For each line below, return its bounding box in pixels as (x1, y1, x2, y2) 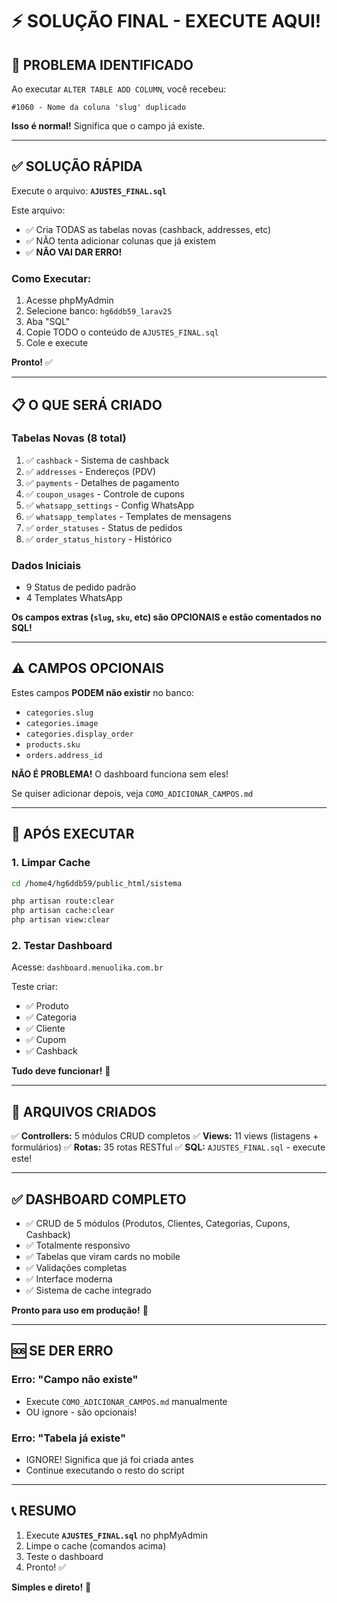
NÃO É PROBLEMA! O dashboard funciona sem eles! (11, 768, 229, 780)
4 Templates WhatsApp (25, 592, 123, 604)
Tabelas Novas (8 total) (11, 431, 127, 445)
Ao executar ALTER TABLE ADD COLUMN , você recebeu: (11, 83, 227, 95)
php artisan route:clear (11, 896, 115, 907)
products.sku (25, 739, 81, 750)
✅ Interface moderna (25, 1273, 113, 1285)
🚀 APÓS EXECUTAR (11, 826, 135, 843)
